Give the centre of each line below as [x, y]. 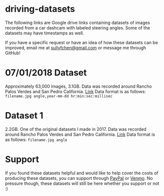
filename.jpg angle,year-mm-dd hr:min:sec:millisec [59, 96]
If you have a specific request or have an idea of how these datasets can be [82, 42]
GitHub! [13, 53]
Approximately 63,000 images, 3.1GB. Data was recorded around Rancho [79, 86]
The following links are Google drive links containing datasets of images [78, 23]
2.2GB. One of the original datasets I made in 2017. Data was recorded [76, 129]
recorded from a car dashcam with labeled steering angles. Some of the [78, 27]
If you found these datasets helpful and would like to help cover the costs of [82, 173]
